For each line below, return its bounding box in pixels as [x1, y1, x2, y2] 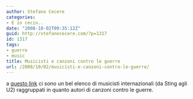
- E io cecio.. [6, 20, 44, 25]
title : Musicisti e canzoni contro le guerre [6, 58, 120, 64]
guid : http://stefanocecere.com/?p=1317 [6, 31, 108, 37]
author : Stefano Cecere [6, 8, 65, 15]
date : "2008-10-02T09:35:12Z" [6, 25, 81, 31]
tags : [6, 42, 20, 48]
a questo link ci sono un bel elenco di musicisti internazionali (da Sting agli [6, 80, 188, 87]
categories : [6, 14, 36, 20]
